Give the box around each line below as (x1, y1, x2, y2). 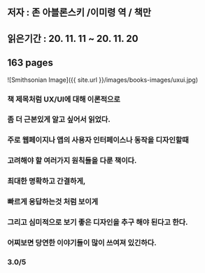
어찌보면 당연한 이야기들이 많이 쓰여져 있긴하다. (7, 237, 157, 247)
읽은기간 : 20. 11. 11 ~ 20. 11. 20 (7, 32, 139, 44)
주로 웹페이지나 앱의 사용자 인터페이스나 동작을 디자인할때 (7, 135, 189, 145)
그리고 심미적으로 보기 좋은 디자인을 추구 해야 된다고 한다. (7, 218, 188, 227)
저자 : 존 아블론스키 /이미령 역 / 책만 (7, 6, 152, 19)
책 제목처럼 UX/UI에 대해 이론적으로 (7, 94, 121, 104)
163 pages (7, 57, 54, 69)
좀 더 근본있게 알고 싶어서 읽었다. (7, 115, 111, 125)
